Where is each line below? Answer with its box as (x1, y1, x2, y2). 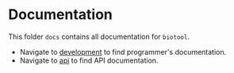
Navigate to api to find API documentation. (19, 56, 159, 65)
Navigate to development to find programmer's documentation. (19, 47, 227, 56)
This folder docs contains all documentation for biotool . (8, 32, 190, 41)
